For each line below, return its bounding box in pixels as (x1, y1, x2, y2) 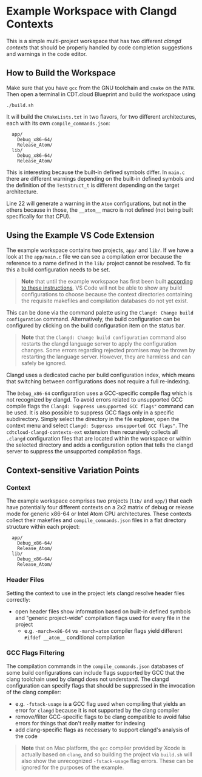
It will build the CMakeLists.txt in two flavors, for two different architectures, (6, 113, 197, 120)
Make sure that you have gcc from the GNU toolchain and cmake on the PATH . (6, 84, 195, 91)
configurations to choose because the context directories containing (21, 290, 193, 298)
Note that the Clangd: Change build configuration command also (21, 333, 187, 341)
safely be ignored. (21, 359, 67, 366)
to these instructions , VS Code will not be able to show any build (21, 284, 183, 291)
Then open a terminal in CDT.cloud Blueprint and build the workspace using (6, 90, 196, 98)
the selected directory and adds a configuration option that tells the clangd (6, 441, 194, 448)
